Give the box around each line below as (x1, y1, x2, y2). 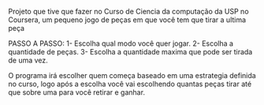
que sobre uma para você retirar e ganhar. (8, 88, 146, 97)
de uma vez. (8, 55, 49, 65)
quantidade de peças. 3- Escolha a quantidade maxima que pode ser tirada (8, 47, 253, 56)
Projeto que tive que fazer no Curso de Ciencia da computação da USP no (8, 7, 250, 16)
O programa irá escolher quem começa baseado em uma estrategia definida (8, 71, 256, 80)
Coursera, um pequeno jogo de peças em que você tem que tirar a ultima (8, 15, 247, 24)
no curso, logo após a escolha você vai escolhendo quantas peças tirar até (8, 79, 252, 88)
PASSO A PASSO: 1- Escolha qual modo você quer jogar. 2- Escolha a (8, 39, 234, 48)
